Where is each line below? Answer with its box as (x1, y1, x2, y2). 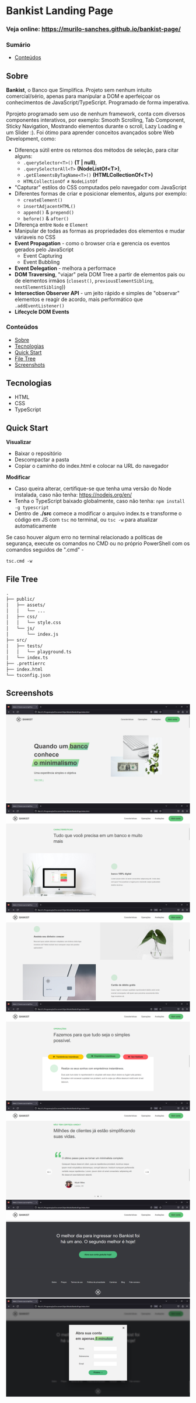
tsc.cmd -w (6, 558, 33, 564)
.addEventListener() (14, 303, 65, 309)
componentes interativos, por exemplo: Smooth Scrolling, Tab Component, (6, 117, 185, 124)
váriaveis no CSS (14, 234, 56, 241)
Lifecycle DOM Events (14, 309, 69, 316)
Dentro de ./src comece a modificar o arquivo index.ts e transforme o (14, 510, 182, 517)
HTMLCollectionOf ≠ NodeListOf (23, 177, 98, 185)
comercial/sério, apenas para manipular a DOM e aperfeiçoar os (6, 93, 160, 100)
